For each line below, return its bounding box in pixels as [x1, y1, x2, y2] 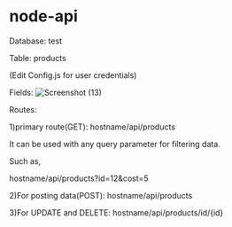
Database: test [9, 35, 63, 46]
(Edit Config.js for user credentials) [9, 69, 137, 81]
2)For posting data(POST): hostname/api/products [9, 190, 193, 200]
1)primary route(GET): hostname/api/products [9, 121, 175, 132]
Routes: [9, 104, 37, 114]
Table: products [9, 52, 66, 63]
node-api [9, 6, 78, 27]
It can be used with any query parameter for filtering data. [9, 138, 221, 149]
